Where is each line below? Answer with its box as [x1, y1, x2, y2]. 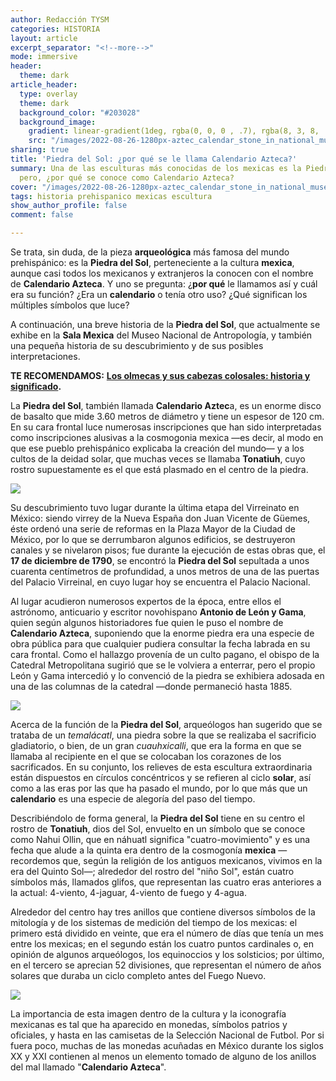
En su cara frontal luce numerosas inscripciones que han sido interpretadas [10, 421, 322, 433]
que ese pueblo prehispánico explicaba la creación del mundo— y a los [10, 442, 305, 454]
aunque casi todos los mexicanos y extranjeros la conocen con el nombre [10, 267, 314, 279]
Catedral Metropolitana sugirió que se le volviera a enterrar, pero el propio [10, 659, 316, 671]
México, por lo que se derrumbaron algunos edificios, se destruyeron [10, 534, 296, 545]
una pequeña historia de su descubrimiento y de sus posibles [10, 340, 264, 351]
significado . [10, 381, 62, 392]
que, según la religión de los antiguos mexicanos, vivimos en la [62, 855, 323, 866]
